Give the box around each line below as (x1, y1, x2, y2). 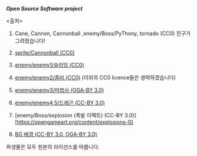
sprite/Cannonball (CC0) (14, 49, 75, 56)
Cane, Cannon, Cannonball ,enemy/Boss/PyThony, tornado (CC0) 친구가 (14, 30, 191, 37)
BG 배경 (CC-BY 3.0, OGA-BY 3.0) (14, 130, 98, 138)
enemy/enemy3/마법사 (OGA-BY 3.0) (14, 87, 104, 94)
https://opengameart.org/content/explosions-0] (17, 119, 134, 125)
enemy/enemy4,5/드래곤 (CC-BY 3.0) (14, 99, 105, 106)
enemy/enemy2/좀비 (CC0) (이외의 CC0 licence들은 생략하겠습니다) (14, 74, 176, 81)
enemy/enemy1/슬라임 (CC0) (14, 62, 84, 68)
